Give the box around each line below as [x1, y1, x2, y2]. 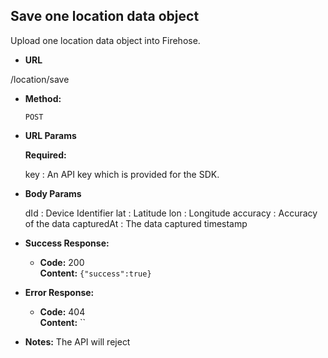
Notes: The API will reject [24, 335, 131, 348]
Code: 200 [39, 256, 85, 268]
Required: [24, 149, 67, 161]
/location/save [10, 73, 70, 85]
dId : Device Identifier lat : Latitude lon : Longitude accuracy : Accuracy [24, 207, 318, 219]
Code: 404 [39, 305, 86, 318]
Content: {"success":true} [39, 267, 152, 279]
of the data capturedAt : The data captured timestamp [24, 217, 248, 229]
